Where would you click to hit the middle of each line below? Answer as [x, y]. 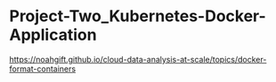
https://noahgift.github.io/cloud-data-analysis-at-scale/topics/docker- [138, 59]
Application [53, 35]
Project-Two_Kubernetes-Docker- [138, 16]
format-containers [43, 69]
